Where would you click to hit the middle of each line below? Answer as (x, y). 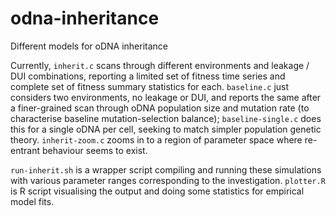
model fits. (32, 201)
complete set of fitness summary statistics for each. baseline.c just (150, 86)
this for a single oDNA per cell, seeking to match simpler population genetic (166, 129)
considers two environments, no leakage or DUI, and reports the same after (166, 97)
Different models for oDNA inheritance (89, 46)
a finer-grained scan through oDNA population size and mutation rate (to (160, 108)
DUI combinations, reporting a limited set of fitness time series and (148, 76)
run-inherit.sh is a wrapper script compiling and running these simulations (166, 169)
